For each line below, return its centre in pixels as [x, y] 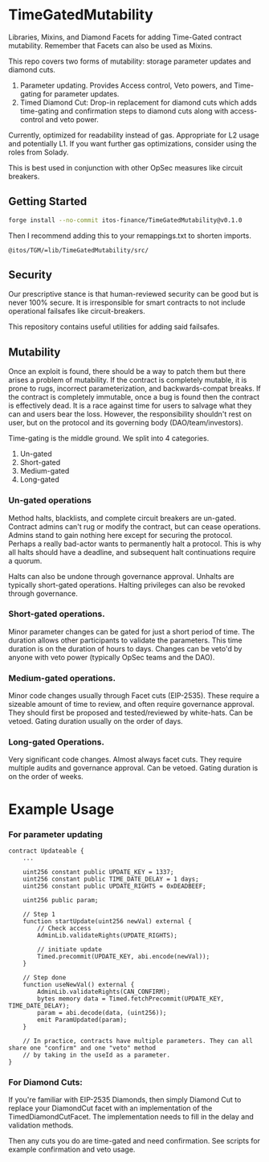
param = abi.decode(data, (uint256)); [102, 1012]
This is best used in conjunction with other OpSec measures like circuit [126, 167]
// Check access [64, 928]
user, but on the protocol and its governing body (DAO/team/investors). [126, 423]
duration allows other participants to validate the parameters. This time [125, 640]
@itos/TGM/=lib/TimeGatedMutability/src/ [79, 250]
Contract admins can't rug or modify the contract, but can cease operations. [134, 526]
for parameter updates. [81, 93]
